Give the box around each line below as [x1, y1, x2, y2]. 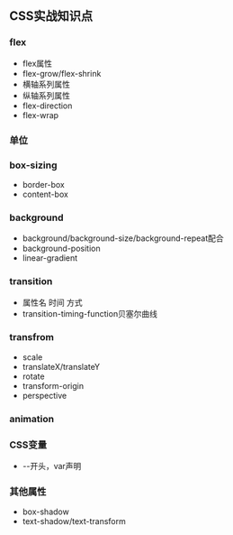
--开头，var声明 [22, 461, 82, 472]
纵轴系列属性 [22, 89, 70, 101]
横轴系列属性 [22, 78, 70, 89]
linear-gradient [22, 253, 78, 263]
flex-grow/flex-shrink [22, 68, 102, 78]
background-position [22, 243, 101, 254]
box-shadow [22, 506, 69, 517]
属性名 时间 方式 [22, 297, 83, 308]
